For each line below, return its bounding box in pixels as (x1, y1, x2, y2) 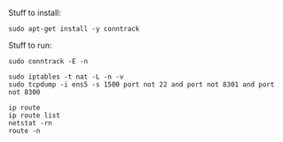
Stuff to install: (8, 8, 61, 18)
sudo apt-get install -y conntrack (8, 25, 140, 34)
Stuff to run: (8, 40, 52, 50)
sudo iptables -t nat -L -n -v (8, 72, 124, 81)
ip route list (8, 111, 61, 120)
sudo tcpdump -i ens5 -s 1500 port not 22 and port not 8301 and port (8, 80, 275, 89)
